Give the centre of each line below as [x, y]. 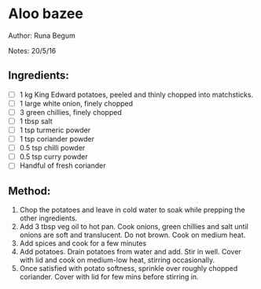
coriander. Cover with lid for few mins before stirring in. [109, 277]
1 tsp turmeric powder [55, 130]
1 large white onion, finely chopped [76, 103]
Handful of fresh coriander [62, 165]
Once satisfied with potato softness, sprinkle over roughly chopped [129, 269]
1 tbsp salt [36, 121]
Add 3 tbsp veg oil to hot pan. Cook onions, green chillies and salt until [134, 227]
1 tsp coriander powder [57, 139]
